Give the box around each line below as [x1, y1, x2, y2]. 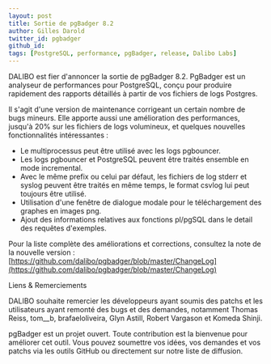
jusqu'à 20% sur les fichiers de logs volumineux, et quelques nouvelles [8, 122, 246, 131]
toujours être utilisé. [19, 189, 87, 198]
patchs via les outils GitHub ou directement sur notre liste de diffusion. [8, 346, 243, 356]
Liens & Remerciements [8, 281, 87, 290]
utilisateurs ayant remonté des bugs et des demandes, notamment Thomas [8, 305, 259, 314]
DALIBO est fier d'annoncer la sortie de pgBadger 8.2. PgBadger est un [8, 72, 246, 81]
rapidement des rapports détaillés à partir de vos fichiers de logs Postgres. [8, 89, 258, 98]
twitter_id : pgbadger [8, 34, 82, 43]
